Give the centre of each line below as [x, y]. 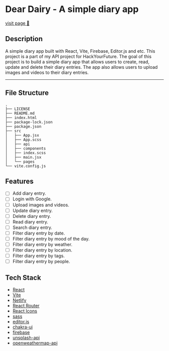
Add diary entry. [29, 193]
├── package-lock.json [29, 122]
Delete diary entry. [32, 216]
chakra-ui [22, 327]
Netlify [19, 300]
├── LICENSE [18, 109]
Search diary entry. [32, 227]
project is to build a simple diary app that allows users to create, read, [77, 62]
